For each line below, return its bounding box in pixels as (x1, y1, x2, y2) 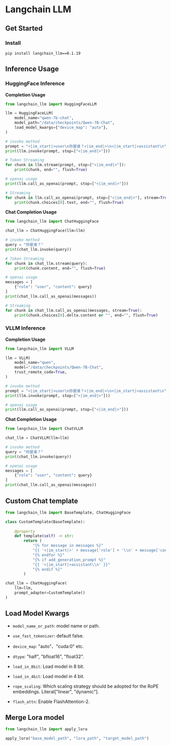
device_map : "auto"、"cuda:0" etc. (12, 643, 84, 649)
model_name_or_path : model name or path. (12, 622, 100, 629)
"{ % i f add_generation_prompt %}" (32, 557, 106, 563)
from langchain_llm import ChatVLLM (5, 426, 83, 431)
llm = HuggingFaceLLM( (5, 111, 53, 116)
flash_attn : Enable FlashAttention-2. (12, 698, 90, 705)
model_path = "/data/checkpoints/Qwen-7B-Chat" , (14, 120, 115, 126)
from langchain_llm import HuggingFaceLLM (5, 101, 97, 107)
